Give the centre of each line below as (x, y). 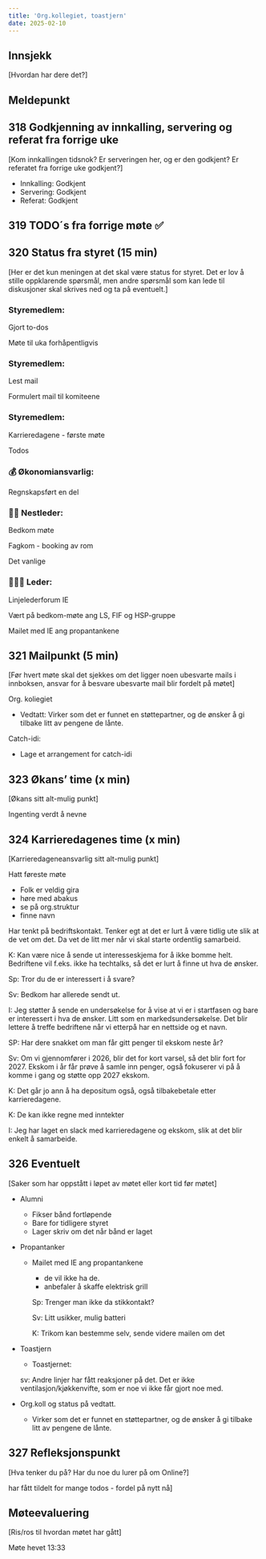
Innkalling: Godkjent (53, 183)
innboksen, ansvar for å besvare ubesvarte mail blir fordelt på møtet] (121, 684)
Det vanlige (27, 561)
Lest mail (23, 381)
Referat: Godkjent (49, 200)
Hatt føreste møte (37, 874)
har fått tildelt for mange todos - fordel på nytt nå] (91, 1488)
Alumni (32, 1198)
